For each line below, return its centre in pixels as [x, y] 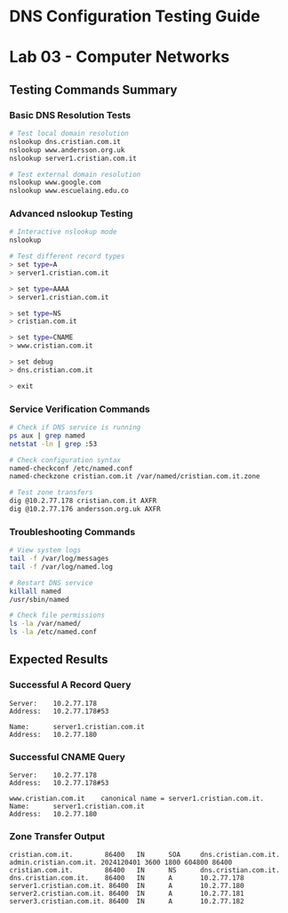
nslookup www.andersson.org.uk [67, 150]
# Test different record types [67, 256]
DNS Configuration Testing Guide [135, 16]
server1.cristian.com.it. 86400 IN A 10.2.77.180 [127, 886]
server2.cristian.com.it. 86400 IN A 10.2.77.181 [127, 894]
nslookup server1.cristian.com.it [73, 158]
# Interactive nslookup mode [63, 232]
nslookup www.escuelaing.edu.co [69, 191]
